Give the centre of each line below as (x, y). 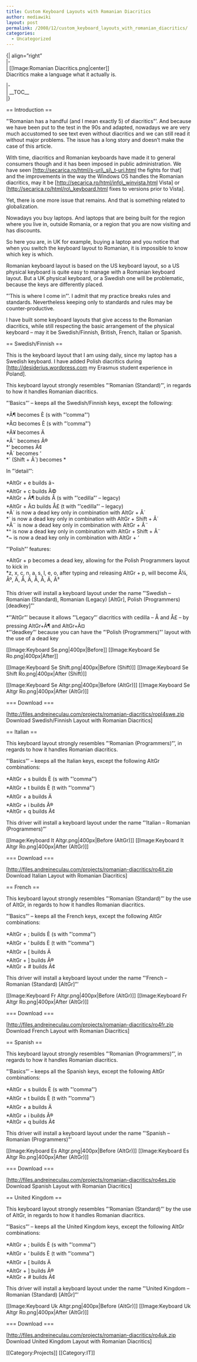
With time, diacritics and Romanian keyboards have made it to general (91, 157)
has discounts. (24, 230)
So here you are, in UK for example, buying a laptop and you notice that (93, 242)
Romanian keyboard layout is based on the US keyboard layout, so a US (93, 266)
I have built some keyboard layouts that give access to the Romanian (89, 320)
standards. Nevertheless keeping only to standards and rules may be (89, 302)
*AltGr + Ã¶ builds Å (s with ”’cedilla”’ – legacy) (63, 498)
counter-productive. (30, 308)
